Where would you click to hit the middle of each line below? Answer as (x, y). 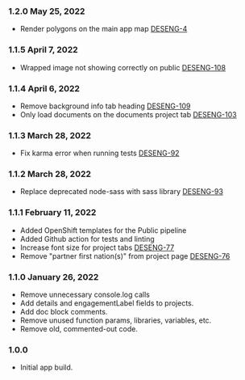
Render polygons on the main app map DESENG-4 (104, 29)
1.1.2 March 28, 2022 (50, 174)
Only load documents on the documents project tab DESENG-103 (128, 114)
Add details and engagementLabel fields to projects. (107, 303)
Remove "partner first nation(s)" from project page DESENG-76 (125, 255)
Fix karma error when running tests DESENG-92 (100, 153)
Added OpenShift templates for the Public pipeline (103, 230)
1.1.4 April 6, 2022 (44, 88)
